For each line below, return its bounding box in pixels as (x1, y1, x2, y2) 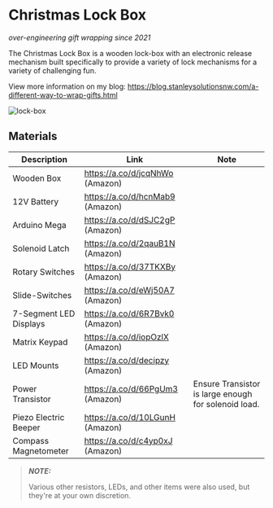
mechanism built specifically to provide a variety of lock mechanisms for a (8, 57, 258, 67)
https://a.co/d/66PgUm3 (84, 383, 179, 394)
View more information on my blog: (8, 81, 126, 91)
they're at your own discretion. (28, 490, 132, 500)
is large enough (193, 388, 253, 400)
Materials (8, 129, 58, 143)
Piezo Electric (12, 411, 65, 423)
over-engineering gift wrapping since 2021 (8, 33, 151, 42)
